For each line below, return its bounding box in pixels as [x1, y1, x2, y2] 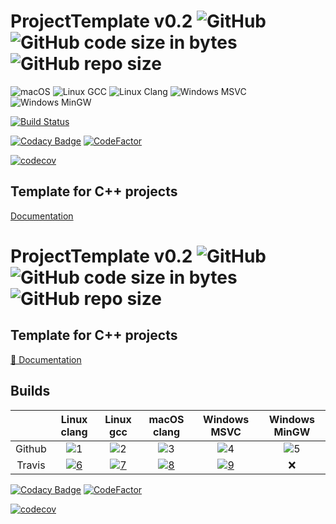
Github [15, 441, 47, 455]
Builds [10, 383, 51, 400]
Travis [16, 458, 46, 472]
